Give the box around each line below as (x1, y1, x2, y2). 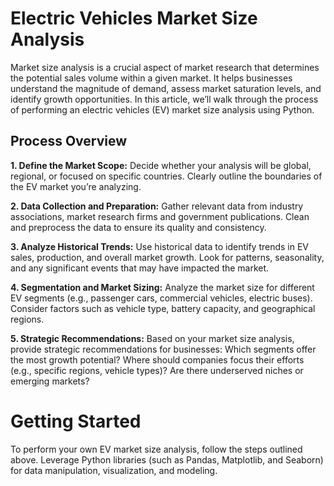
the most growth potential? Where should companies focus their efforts (10, 353, 305, 366)
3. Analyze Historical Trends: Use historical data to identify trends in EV (10, 240, 310, 252)
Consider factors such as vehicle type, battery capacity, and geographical (10, 302, 316, 314)
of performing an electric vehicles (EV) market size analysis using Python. (10, 103, 315, 116)
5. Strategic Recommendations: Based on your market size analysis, (10, 332, 295, 344)
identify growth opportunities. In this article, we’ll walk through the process (10, 93, 319, 105)
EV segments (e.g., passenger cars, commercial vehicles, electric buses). (10, 292, 313, 304)
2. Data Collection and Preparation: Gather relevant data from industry (10, 200, 304, 212)
